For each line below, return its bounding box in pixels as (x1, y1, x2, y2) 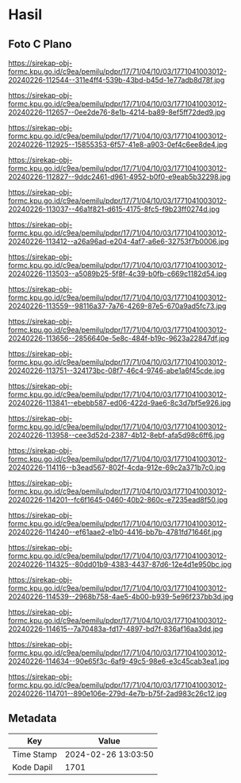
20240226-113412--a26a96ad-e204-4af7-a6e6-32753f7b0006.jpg (8, 237, 229, 246)
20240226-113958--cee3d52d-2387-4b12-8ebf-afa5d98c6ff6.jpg (8, 431, 225, 440)
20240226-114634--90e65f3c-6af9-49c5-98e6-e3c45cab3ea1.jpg (8, 657, 230, 665)
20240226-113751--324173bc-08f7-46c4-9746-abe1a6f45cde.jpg (8, 366, 225, 375)
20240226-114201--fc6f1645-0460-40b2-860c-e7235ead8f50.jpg (8, 495, 228, 504)
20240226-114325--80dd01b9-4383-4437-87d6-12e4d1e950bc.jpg (8, 560, 232, 569)
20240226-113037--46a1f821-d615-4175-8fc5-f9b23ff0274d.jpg (8, 204, 220, 214)
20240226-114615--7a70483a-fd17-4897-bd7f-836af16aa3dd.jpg (8, 624, 224, 634)
